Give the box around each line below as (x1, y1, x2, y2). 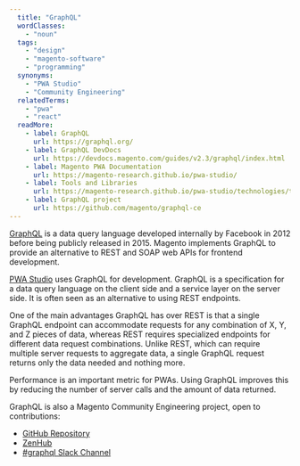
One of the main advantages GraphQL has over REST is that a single (9, 309, 261, 321)
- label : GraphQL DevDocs (25, 145, 122, 154)
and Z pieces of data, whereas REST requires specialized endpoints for (9, 329, 271, 339)
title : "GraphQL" (17, 12, 82, 22)
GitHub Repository (21, 428, 91, 438)
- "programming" (25, 63, 87, 72)
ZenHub (21, 437, 53, 448)
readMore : (17, 121, 54, 130)
